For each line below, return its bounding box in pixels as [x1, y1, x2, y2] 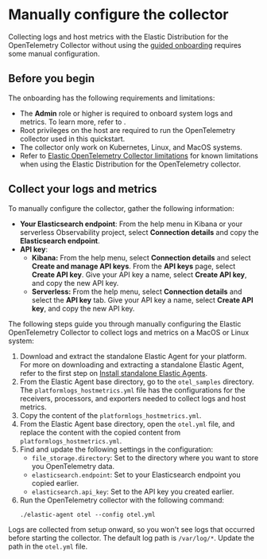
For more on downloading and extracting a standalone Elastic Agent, [19, 360, 245, 369]
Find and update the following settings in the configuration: [19, 444, 214, 454]
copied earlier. [31, 478, 79, 487]
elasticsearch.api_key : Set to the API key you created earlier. [31, 487, 234, 496]
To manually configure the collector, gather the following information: [8, 203, 234, 213]
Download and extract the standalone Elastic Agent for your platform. [19, 351, 247, 361]
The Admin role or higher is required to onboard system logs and [19, 108, 233, 118]
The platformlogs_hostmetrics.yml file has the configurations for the [19, 385, 246, 395]
